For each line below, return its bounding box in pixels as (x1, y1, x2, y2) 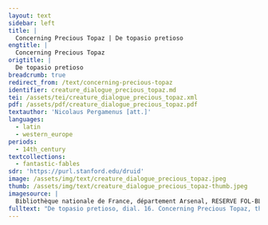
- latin (15, 123, 41, 131)
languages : (8, 116, 45, 124)
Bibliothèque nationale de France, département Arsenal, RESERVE (15, 197, 238, 205)
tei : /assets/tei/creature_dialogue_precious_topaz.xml (8, 93, 198, 101)
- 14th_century (15, 145, 66, 153)
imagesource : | (8, 189, 59, 198)
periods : (8, 137, 37, 146)
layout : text (8, 11, 52, 20)
